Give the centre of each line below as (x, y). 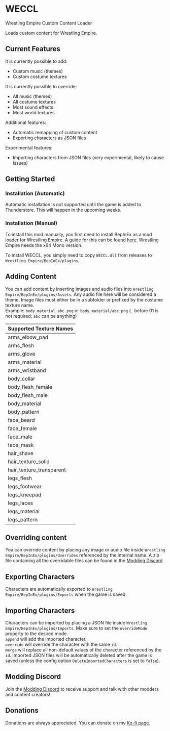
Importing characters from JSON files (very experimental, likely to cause (88, 157)
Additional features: (26, 122)
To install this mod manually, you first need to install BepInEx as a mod (79, 234)
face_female (22, 428)
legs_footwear (25, 486)
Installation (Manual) (31, 223)
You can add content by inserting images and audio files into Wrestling (79, 289)
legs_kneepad (25, 494)
